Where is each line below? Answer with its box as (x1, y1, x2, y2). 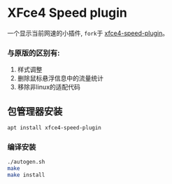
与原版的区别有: (7, 48, 60, 57)
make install (7, 171, 45, 178)
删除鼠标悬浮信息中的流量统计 (17, 74, 103, 83)
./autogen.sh (7, 159, 45, 166)
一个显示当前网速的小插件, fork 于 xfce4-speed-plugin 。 (7, 29, 169, 37)
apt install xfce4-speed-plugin (7, 125, 101, 132)
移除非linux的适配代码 (17, 83, 80, 92)
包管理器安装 (7, 105, 63, 117)
